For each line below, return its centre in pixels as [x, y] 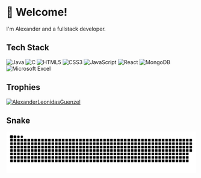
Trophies [23, 87]
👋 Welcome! [37, 12]
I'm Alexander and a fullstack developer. [56, 29]
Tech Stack [28, 48]
